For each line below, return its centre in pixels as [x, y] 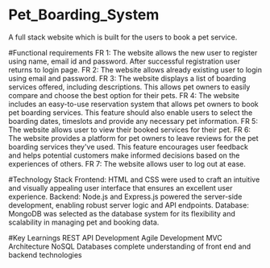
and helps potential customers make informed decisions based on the [124, 155]
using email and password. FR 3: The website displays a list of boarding [127, 78]
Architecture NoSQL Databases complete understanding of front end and [130, 246]
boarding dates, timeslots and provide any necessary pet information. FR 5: [133, 121]
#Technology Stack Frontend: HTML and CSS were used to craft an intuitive [134, 179]
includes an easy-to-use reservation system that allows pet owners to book [134, 104]
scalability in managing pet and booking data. [84, 222]
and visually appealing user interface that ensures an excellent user [120, 188]
